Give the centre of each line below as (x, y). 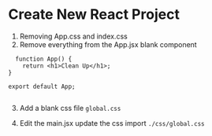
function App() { (44, 59)
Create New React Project (94, 15)
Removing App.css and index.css (73, 36)
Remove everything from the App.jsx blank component (108, 44)
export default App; (42, 86)
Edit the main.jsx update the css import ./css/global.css (112, 123)
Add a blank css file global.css (70, 108)
